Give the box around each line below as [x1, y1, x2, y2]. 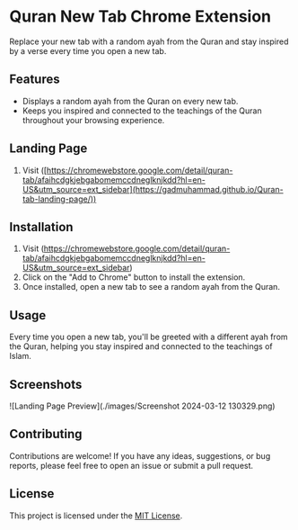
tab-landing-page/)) [22, 193, 97, 204]
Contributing [9, 427, 83, 442]
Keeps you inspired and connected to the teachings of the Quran [22, 105, 262, 116]
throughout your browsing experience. [22, 114, 165, 125]
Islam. [9, 351, 31, 362]
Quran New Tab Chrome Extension [9, 6, 272, 27]
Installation [9, 219, 74, 235]
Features [9, 72, 60, 87]
